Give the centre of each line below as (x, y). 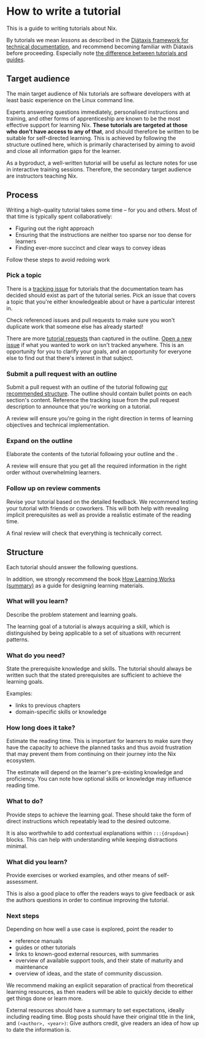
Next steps (23, 916)
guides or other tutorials (46, 947)
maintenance (32, 967)
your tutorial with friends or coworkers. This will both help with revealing (97, 508)
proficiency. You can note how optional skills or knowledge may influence (99, 779)
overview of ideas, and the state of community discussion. (89, 974)
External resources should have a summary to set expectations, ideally (95, 1010)
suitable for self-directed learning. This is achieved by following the (91, 138)
